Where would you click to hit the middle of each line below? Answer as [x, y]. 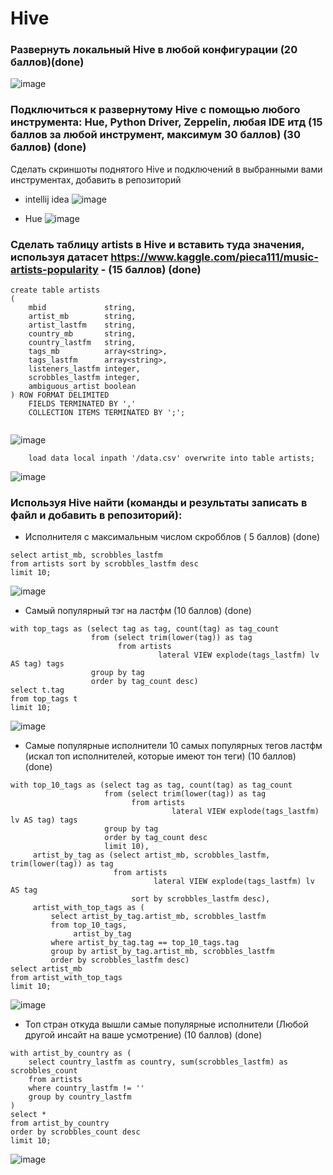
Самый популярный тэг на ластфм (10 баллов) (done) [138, 611]
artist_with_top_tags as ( [88, 908]
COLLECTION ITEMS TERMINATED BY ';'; [107, 413]
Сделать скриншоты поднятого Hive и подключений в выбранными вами [166, 169]
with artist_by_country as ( [71, 1053]
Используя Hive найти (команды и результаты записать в [159, 502]
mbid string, [82, 308]
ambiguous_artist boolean [82, 387]
